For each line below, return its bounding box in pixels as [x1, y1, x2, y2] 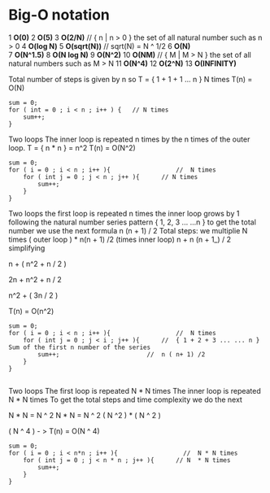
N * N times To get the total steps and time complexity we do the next [8, 395, 242, 404]
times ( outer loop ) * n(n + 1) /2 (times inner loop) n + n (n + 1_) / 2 [8, 234, 232, 244]
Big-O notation [8, 6, 110, 24]
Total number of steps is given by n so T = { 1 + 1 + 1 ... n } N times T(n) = [8, 74, 253, 84]
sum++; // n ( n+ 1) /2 [37, 350, 206, 359]
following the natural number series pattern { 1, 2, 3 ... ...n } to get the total [8, 217, 256, 227]
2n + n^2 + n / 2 [8, 274, 63, 284]
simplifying [8, 242, 46, 253]
